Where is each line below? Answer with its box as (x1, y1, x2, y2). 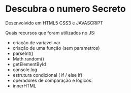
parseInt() (12, 50, 34, 56)
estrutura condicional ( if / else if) (12, 72, 83, 78)
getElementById (12, 61, 46, 67)
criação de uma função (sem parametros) (12, 45, 100, 51)
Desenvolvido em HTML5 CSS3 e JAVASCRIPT (5, 20, 103, 26)
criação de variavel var (12, 39, 61, 46)
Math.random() (12, 55, 45, 61)
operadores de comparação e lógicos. (12, 77, 93, 83)
